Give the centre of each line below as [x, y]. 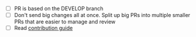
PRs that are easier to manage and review [65, 22]
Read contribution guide [43, 28]
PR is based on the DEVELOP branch [59, 9]
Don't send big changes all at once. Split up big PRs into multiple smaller [102, 15]
